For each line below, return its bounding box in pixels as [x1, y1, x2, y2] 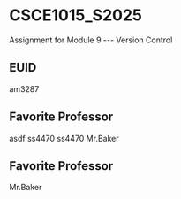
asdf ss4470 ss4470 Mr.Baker [9, 133, 119, 143]
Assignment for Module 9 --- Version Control [9, 34, 173, 45]
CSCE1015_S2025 [9, 5, 143, 26]
